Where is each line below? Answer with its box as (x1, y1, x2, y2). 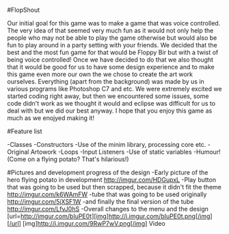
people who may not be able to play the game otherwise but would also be (7, 34, 217, 42)
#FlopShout (7, 6, 40, 14)
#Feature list (7, 127, 42, 135)
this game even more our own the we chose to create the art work (7, 70, 193, 78)
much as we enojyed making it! (7, 114, 94, 122)
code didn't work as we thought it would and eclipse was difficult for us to (7, 100, 216, 107)
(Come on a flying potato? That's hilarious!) (7, 155, 129, 163)
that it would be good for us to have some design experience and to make (7, 63, 215, 71)
